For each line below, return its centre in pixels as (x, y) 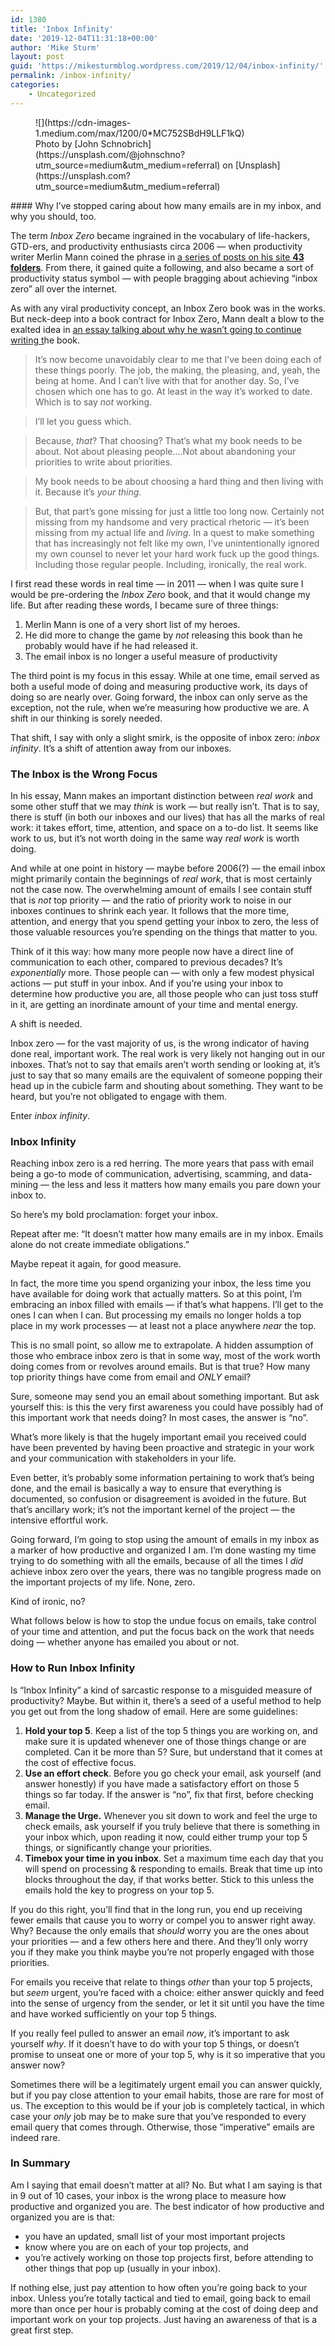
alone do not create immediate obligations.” (100, 1245)
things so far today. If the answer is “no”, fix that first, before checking (169, 1794)
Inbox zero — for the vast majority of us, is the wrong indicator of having (160, 1043)
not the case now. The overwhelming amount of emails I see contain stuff (161, 889)
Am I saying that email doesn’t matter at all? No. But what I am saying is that (166, 2185)
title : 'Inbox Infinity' (62, 29)
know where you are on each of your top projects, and (136, 2247)
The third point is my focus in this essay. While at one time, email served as (165, 675)
